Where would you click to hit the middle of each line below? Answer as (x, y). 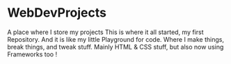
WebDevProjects (57, 13)
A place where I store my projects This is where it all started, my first (105, 32)
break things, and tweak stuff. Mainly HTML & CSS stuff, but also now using (115, 47)
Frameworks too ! (32, 54)
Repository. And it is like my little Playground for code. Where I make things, (116, 39)
